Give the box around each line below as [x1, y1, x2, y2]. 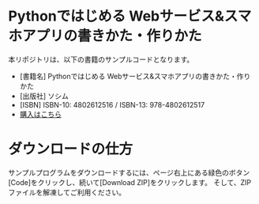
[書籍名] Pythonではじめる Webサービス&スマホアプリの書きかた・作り [19, 71, 251, 81]
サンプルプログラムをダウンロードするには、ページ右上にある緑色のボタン [8, 168, 250, 177]
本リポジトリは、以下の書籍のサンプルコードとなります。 [8, 55, 194, 64]
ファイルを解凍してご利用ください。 [8, 187, 126, 197]
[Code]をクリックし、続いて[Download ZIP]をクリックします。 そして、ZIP [8, 177, 252, 187]
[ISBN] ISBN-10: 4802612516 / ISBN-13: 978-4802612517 [19, 100, 205, 109]
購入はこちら [19, 109, 62, 119]
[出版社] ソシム [19, 91, 69, 100]
